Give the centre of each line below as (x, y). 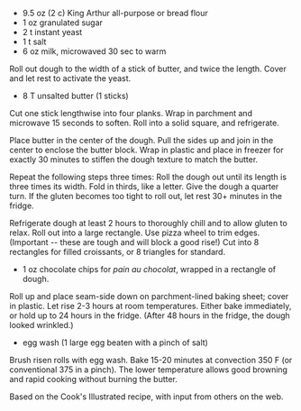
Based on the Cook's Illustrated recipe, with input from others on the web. (146, 397)
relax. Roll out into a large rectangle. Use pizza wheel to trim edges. (135, 233)
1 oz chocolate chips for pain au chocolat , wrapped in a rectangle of (149, 269)
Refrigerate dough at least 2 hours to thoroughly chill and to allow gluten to (149, 223)
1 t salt (34, 41)
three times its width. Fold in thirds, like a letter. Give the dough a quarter (144, 187)
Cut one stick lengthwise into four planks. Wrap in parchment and (131, 113)
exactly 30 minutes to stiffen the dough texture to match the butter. (134, 160)
